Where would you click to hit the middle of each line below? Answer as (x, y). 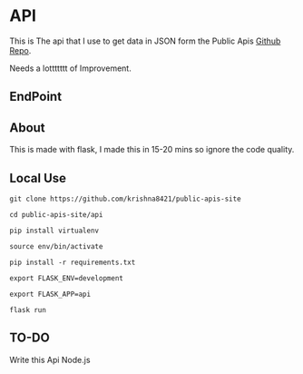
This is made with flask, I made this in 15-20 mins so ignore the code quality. (152, 150)
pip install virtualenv (54, 231)
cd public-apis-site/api (56, 214)
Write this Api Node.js (50, 359)
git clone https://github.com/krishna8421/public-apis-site (126, 199)
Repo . (20, 50)
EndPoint (35, 97)
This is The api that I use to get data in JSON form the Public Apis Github (145, 41)
